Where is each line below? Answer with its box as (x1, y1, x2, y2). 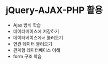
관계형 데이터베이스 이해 (13, 47, 61, 53)
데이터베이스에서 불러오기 (13, 34, 63, 40)
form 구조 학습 (13, 53, 42, 59)
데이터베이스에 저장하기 (13, 28, 59, 34)
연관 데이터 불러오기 (13, 40, 52, 46)
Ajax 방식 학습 (13, 22, 41, 28)
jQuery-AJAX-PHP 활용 (6, 4, 103, 16)
